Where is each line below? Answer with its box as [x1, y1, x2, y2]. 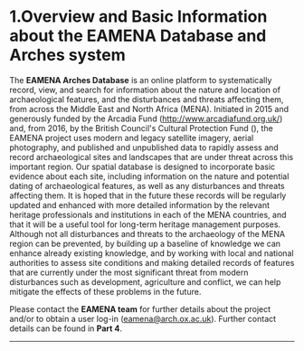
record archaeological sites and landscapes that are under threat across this [9, 151, 294, 162]
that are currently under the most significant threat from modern [9, 267, 249, 278]
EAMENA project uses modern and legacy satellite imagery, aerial [9, 132, 254, 143]
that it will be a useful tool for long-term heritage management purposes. [9, 219, 281, 230]
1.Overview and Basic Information [9, 6, 268, 27]
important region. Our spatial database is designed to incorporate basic [9, 161, 276, 172]
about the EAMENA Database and [9, 25, 267, 46]
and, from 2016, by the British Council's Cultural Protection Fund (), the [9, 122, 273, 133]
